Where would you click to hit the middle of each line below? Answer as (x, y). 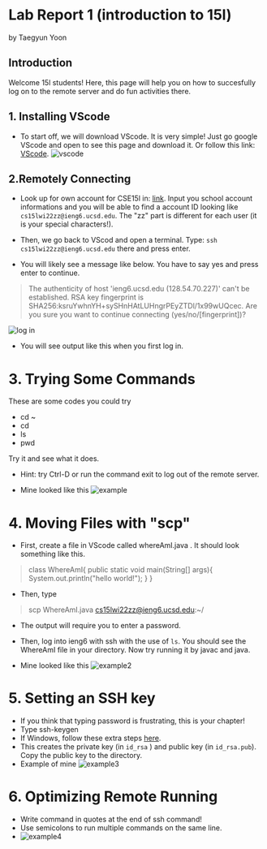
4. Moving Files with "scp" (99, 523)
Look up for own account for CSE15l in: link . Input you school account (136, 198)
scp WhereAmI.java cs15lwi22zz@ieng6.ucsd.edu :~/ (116, 610)
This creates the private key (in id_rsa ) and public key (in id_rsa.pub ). (138, 747)
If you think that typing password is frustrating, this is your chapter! (132, 721)
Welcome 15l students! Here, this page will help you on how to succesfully (132, 82)
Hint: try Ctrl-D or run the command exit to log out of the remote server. (140, 474)
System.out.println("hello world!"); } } (90, 579)
